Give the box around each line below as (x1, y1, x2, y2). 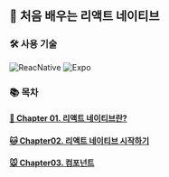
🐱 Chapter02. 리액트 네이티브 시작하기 (9, 135, 150, 146)
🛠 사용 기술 (9, 38, 58, 51)
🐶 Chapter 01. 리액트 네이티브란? (9, 113, 128, 124)
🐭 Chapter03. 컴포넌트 (9, 157, 95, 169)
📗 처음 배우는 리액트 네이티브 (9, 8, 160, 24)
